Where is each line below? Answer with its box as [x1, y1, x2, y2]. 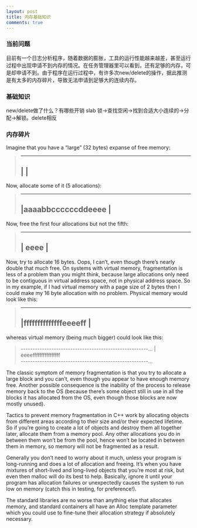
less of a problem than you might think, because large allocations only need [6, 270, 189, 277]
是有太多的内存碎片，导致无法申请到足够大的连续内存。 [6, 76, 140, 83]
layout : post [6, 8, 38, 15]
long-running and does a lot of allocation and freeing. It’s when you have [6, 460, 182, 467]
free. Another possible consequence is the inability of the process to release [6, 381, 191, 388]
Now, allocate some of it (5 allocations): [6, 182, 101, 189]
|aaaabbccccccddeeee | [20, 205, 111, 215]
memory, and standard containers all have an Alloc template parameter [6, 503, 178, 510]
